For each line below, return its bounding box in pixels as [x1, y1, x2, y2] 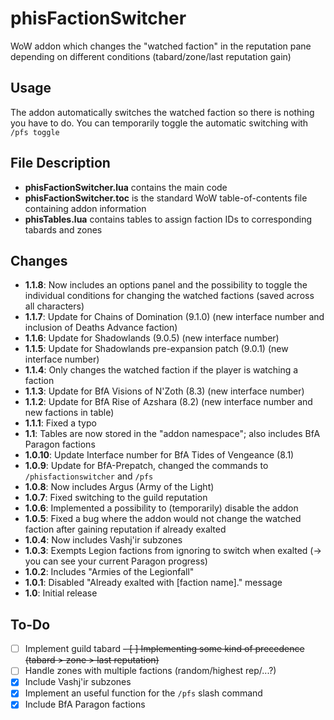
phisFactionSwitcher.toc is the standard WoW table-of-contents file [24, 192, 308, 204]
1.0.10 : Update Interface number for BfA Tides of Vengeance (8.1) [24, 449, 295, 461]
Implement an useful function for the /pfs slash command [24, 687, 263, 699]
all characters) [24, 300, 85, 312]
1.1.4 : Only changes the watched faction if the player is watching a [24, 364, 299, 376]
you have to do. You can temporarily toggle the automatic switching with [10, 117, 309, 129]
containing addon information [24, 202, 147, 214]
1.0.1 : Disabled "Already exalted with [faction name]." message [24, 577, 283, 589]
